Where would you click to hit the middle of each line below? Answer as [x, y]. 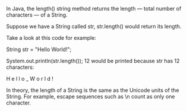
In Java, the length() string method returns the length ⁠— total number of [94, 9]
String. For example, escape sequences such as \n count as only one [91, 96]
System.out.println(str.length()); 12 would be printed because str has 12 [93, 61]
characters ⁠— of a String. [37, 15]
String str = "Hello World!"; [39, 49]
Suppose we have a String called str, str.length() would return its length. [94, 26]
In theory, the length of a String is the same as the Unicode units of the [93, 90]
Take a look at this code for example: [51, 38]
